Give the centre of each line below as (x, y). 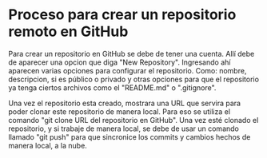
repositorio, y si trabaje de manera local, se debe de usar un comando (124, 128)
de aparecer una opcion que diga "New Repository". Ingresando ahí (120, 62)
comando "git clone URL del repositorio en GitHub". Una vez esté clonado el (133, 120)
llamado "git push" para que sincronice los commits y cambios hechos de (130, 136)
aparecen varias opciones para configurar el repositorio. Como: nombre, (128, 70)
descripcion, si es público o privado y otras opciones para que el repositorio (134, 79)
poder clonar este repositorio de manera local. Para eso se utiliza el (119, 111)
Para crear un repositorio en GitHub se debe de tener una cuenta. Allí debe (132, 53)
